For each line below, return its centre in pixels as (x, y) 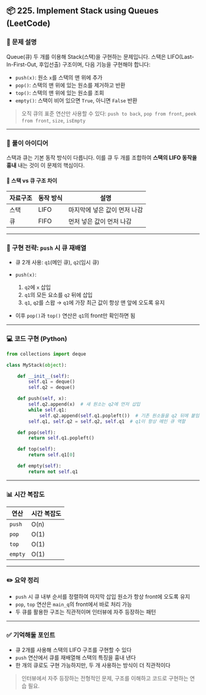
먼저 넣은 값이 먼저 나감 (100, 221)
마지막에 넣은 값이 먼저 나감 (105, 210)
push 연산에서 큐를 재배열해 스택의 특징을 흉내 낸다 (75, 657)
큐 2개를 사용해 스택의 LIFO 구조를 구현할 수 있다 (73, 650)
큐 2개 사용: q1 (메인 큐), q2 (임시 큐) (57, 263)
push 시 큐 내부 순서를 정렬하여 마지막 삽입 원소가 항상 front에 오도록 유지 (102, 597)
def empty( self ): (40, 466)
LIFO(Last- (181, 56)
